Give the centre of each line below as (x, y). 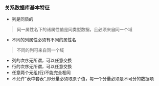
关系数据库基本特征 (27, 7)
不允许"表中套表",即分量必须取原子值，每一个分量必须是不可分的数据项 (83, 79)
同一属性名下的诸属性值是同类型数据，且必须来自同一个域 (74, 30)
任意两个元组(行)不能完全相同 (41, 73)
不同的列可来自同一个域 (40, 50)
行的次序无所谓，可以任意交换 (42, 67)
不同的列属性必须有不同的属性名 (44, 40)
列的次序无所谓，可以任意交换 (42, 60)
